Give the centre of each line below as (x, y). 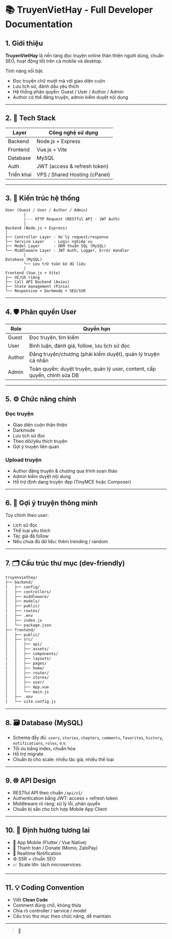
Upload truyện (24, 460)
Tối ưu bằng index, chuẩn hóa (44, 749)
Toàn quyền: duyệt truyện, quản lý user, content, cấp (92, 369)
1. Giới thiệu (24, 43)
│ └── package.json (28, 625)
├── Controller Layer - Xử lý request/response (57, 237)
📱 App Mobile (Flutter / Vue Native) (50, 843)
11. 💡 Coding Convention (45, 887)
